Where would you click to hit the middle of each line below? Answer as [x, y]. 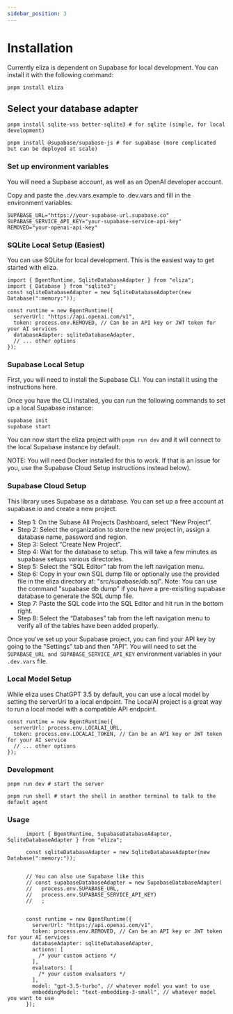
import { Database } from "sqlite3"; [62, 286]
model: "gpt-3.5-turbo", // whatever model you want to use [121, 986]
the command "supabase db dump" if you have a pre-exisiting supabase [121, 588]
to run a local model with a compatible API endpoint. [82, 709]
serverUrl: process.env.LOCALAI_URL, [68, 727]
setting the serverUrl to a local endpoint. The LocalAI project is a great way [115, 701]
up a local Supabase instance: [50, 408]
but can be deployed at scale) [53, 149]
